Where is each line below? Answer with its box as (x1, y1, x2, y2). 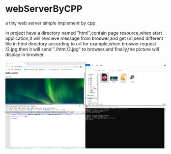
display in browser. (5, 52, 45, 58)
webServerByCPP (5, 3, 82, 15)
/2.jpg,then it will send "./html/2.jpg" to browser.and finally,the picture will (5, 46, 159, 52)
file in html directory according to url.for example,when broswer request (5, 40, 156, 46)
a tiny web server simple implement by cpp (5, 20, 96, 26)
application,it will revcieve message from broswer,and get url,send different (5, 35, 164, 41)
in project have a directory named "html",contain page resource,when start (5, 30, 162, 36)
